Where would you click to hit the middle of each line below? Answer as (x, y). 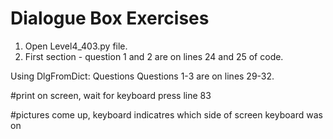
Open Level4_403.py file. (76, 46)
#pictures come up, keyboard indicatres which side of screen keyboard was (166, 114)
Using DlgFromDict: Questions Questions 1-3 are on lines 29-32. (142, 76)
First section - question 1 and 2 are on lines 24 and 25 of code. (154, 56)
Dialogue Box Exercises (110, 18)
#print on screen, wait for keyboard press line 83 (111, 95)
